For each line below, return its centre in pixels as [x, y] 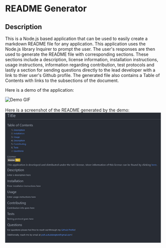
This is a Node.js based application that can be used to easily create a [77, 38]
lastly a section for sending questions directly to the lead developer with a [80, 70]
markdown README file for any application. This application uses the [75, 44]
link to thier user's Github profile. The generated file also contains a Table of [83, 75]
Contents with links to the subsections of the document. [62, 80]
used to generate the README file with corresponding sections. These [77, 54]
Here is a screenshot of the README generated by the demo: [67, 110]
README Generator [46, 9]
